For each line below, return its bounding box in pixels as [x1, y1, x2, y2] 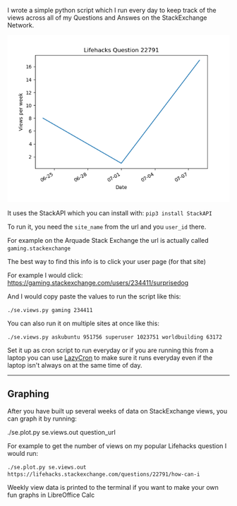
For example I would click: [7, 271, 83, 279]
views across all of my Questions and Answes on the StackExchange [7, 13, 207, 22]
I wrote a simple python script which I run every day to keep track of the [7, 6, 217, 14]
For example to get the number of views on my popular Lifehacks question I [7, 441, 227, 450]
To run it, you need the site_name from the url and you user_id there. [7, 222, 207, 231]
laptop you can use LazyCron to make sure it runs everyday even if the [7, 354, 213, 362]
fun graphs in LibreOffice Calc [7, 490, 95, 499]
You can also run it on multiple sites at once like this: [7, 319, 160, 327]
